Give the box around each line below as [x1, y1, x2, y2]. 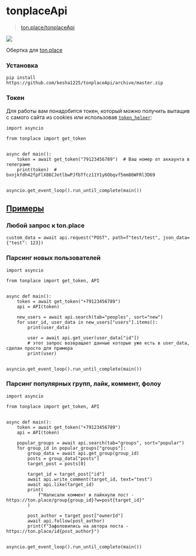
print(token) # [17, 166, 58, 173]
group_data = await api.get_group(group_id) [27, 450, 140, 456]
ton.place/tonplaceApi [20, 24, 75, 31]
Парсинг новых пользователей [6, 254, 101, 262]
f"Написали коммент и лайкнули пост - [37, 492, 134, 498]
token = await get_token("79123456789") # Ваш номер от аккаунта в [17, 156, 190, 162]
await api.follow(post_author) [27, 518, 105, 524]
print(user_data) [27, 324, 70, 330]
